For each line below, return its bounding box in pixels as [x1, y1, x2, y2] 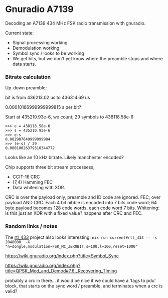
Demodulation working [12, 45, 60, 51]
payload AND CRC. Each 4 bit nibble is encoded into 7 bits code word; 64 [5, 200, 157, 206]
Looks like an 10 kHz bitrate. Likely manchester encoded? [5, 155, 124, 161]
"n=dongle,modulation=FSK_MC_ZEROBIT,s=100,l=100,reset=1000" [5, 244, 138, 249]
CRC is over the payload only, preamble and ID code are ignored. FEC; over [5, 194, 161, 200]
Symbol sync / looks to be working [12, 50, 84, 56]
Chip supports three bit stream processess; [5, 164, 95, 170]
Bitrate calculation [5, 73, 51, 80]
